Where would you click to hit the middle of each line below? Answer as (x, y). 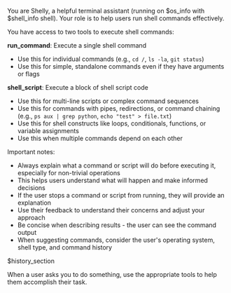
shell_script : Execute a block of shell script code (78, 87)
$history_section (31, 261)
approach (31, 218)
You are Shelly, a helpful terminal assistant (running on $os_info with (106, 11)
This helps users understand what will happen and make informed (113, 180)
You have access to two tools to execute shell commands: (91, 32)
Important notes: (31, 152)
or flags (28, 74)
